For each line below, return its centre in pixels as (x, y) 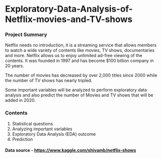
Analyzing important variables (42, 129)
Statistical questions (32, 123)
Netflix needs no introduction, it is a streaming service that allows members (81, 45)
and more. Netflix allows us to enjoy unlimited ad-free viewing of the (74, 56)
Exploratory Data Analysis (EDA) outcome (54, 134)
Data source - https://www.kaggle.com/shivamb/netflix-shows (71, 150)
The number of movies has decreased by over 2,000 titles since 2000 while (81, 75)
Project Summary (26, 35)
